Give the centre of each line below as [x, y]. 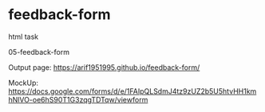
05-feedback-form [39, 52]
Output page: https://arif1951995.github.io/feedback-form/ [104, 67]
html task [24, 37]
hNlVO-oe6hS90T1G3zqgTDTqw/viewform [78, 99]
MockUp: [23, 83]
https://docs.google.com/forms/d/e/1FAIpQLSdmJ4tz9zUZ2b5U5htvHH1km [132, 91]
